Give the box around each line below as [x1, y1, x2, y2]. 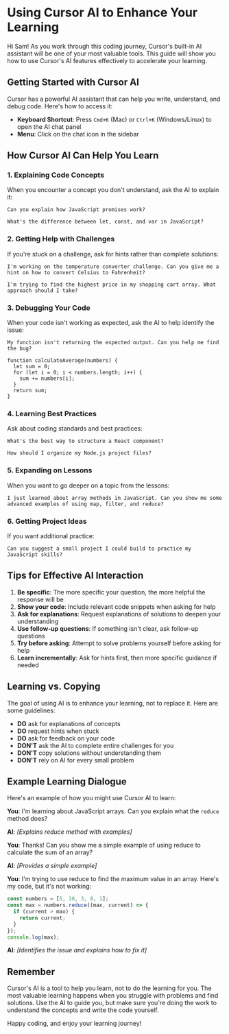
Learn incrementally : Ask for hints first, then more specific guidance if [16, 653, 217, 662]
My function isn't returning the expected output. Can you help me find [7, 339, 219, 346]
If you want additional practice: [7, 531, 95, 540]
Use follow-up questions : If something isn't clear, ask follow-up [16, 624, 199, 632]
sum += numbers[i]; [19, 375, 75, 382]
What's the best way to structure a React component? [7, 437, 165, 445]
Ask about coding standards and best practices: [7, 424, 143, 433]
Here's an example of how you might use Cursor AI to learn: [7, 794, 176, 802]
